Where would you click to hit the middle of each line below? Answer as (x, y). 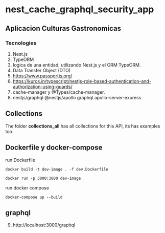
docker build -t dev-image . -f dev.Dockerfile (57, 169)
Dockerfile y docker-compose (54, 148)
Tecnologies (21, 43)
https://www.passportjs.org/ (42, 76)
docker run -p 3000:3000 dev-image (43, 178)
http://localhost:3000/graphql (44, 225)
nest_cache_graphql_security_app (80, 9)
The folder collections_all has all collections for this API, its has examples (83, 126)
